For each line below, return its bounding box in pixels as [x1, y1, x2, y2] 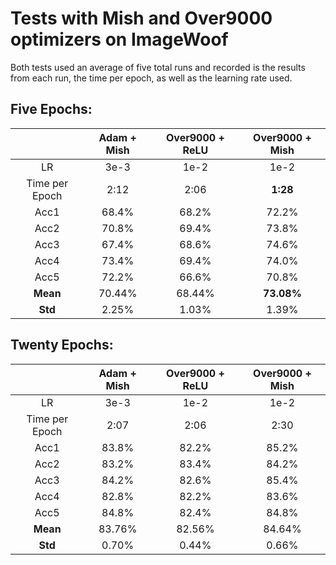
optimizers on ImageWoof [10, 28, 229, 51]
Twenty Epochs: [10, 337, 114, 354]
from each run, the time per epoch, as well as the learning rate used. [10, 72, 293, 84]
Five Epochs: [10, 101, 93, 118]
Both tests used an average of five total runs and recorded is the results [10, 61, 306, 73]
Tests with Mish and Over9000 [10, 7, 273, 30]
